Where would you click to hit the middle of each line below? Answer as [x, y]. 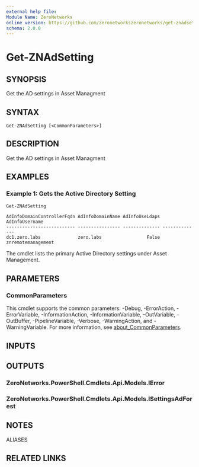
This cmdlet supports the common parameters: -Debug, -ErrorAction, [91, 308]
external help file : [32, 12]
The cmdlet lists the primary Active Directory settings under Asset [87, 254]
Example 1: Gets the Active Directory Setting [71, 194]
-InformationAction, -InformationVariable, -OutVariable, [108, 315]
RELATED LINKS [36, 458]
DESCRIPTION [33, 144]
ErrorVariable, [23, 315]
